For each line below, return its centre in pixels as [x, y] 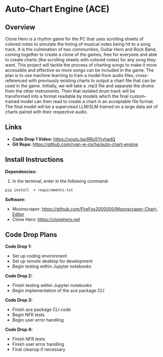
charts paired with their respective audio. [47, 112]
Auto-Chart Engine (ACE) [57, 9]
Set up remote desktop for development [52, 261]
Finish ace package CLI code [41, 309]
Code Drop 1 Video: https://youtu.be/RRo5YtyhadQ [64, 139]
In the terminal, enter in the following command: [60, 181]
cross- [142, 75]
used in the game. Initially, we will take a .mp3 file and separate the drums [80, 86]
